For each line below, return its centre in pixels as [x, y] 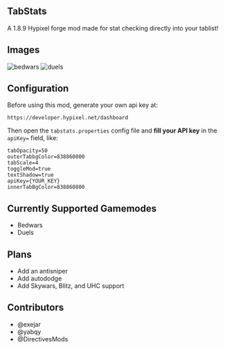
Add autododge [39, 279]
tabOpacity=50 [28, 151]
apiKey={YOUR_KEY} [34, 181]
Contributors [36, 308]
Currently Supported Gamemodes [82, 208]
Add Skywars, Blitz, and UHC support [71, 286]
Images [24, 50]
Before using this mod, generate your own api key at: [82, 105]
